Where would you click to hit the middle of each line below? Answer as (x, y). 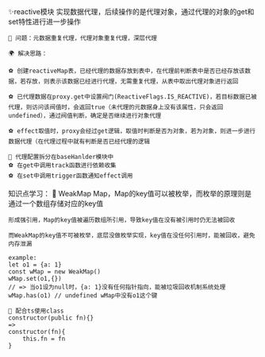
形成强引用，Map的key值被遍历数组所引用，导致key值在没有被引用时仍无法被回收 (122, 220)
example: (23, 258)
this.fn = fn (44, 339)
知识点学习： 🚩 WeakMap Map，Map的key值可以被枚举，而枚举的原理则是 (130, 194)
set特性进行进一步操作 (45, 21)
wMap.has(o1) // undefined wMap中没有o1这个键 (83, 296)
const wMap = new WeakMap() (55, 272)
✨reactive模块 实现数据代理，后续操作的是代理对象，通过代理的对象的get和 (131, 12)
